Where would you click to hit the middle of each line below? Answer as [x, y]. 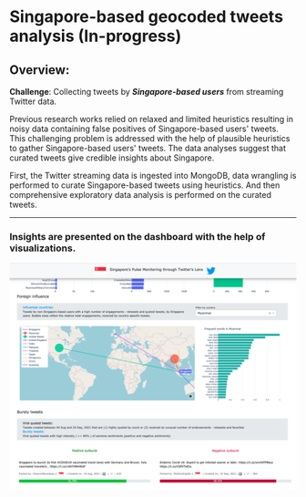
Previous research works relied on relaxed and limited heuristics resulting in [152, 119]
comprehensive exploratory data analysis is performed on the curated [140, 195]
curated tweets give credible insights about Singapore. [112, 158]
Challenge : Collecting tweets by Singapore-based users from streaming [147, 92]
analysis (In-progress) [96, 36]
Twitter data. [33, 101]
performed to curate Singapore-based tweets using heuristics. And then [145, 185]
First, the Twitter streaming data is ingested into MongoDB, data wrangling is [153, 176]
